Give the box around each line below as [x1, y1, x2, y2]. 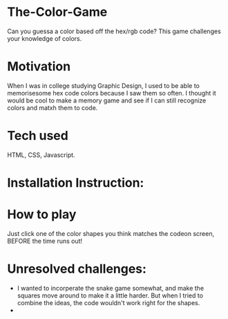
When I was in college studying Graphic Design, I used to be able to [7, 81, 200, 90]
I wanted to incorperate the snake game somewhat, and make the [17, 284, 205, 292]
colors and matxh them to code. [7, 103, 98, 111]
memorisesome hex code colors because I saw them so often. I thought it [7, 89, 216, 97]
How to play [7, 207, 77, 222]
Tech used [7, 128, 69, 144]
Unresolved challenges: [7, 261, 147, 277]
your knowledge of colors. [7, 34, 82, 42]
